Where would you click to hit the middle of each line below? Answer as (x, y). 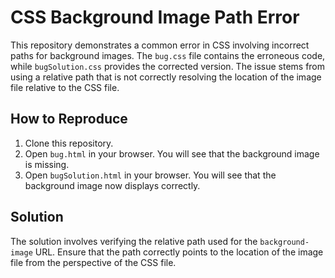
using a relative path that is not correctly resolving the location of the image (166, 77)
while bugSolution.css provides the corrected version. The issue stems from (168, 66)
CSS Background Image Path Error (155, 17)
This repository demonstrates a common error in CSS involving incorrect (160, 45)
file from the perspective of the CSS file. (93, 262)
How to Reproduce (69, 119)
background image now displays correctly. (112, 185)
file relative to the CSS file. (65, 87)
